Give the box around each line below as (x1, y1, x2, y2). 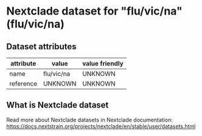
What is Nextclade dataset (6, 100, 109, 110)
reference (9, 80, 38, 87)
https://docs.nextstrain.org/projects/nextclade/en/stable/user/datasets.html (6, 123, 196, 130)
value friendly (82, 59, 124, 67)
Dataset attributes (6, 41, 77, 52)
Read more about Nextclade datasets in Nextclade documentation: (6, 116, 173, 123)
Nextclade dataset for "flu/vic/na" (6, 4, 183, 18)
